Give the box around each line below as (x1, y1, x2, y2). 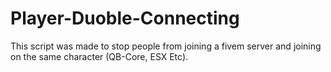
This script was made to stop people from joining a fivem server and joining (10, 40, 322, 52)
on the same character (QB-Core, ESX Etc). (10, 50, 189, 62)
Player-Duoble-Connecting (10, 7, 240, 30)
